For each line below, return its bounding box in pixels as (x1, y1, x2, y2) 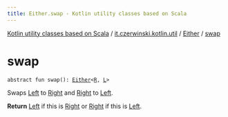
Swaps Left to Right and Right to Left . (7, 88, 113, 97)
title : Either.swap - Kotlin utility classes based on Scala (7, 10, 187, 17)
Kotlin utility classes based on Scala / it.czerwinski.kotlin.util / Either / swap (7, 29, 221, 37)
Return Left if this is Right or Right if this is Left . (7, 102, 142, 110)
